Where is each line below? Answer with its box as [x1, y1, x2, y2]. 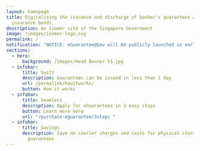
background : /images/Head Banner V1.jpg [21, 58, 124, 64]
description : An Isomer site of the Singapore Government [6, 25, 153, 32]
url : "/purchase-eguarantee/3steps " [21, 114, 116, 119]
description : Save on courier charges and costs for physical [21, 130, 180, 137]
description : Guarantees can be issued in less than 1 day [21, 75, 171, 81]
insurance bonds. [11, 20, 55, 26]
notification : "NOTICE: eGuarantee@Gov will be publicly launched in [6, 42, 183, 48]
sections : [6, 48, 31, 54]
